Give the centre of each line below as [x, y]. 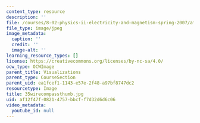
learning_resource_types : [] [42, 56]
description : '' [26, 17]
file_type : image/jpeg [34, 28]
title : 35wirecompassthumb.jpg [45, 94]
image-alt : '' [29, 50]
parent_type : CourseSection [41, 77]
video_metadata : [26, 105]
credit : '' [25, 45]
